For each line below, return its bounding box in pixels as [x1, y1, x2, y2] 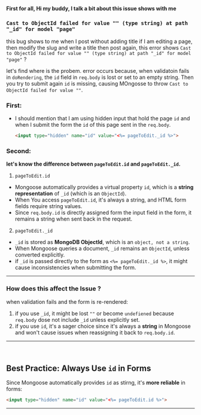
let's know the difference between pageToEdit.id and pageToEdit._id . [6, 160, 181, 167]
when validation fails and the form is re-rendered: [6, 298, 129, 305]
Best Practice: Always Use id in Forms [6, 364, 151, 374]
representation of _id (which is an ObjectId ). [14, 190, 127, 197]
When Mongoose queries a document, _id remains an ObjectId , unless [14, 245, 190, 252]
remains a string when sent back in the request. [14, 215, 133, 222]
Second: [6, 147, 32, 155]
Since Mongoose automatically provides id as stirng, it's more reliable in [6, 379, 185, 386]
